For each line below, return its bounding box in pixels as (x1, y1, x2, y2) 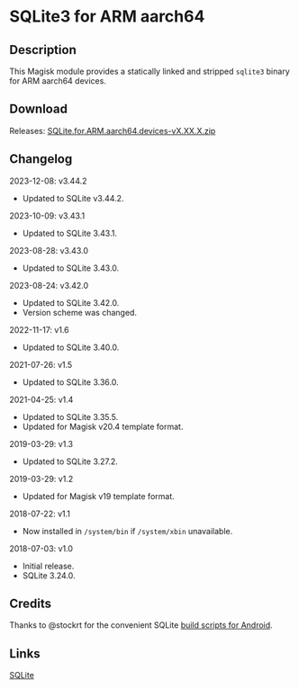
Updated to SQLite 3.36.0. (22, 376, 119, 388)
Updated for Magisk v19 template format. (22, 490, 176, 501)
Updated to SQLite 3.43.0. (22, 263, 120, 273)
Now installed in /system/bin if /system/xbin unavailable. (22, 525, 233, 536)
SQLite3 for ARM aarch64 (9, 6, 205, 27)
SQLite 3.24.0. (22, 569, 76, 581)
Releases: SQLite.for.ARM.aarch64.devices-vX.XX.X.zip (9, 125, 216, 136)
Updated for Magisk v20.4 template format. (22, 421, 184, 432)
